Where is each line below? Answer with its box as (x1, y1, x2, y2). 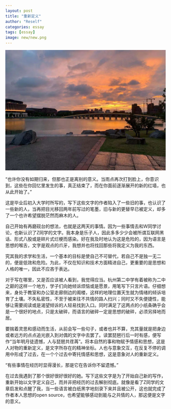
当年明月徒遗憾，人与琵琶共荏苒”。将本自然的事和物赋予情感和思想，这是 (12, 339, 165, 344)
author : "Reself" (5, 19, 42, 24)
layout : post (5, 8, 33, 13)
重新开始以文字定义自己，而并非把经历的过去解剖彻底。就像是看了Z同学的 (5, 379, 160, 385)
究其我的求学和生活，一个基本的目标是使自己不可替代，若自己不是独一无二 (5, 253, 161, 259)
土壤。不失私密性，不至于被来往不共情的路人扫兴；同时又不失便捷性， (14, 296, 161, 302)
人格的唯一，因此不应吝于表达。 (5, 266, 72, 272)
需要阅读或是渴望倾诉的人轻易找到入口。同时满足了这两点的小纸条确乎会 (14, 302, 166, 308)
